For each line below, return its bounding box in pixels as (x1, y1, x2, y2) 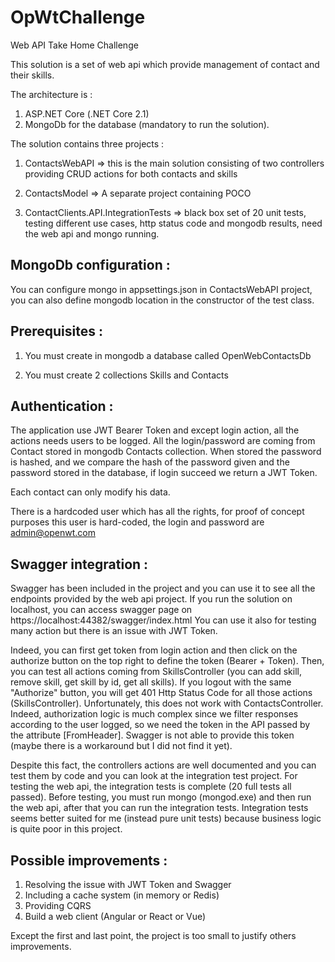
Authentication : (10, 397, 114, 415)
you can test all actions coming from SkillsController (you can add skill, (10, 666, 303, 678)
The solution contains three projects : (10, 137, 165, 150)
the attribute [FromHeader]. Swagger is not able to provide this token (10, 729, 295, 741)
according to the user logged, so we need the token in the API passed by (10, 719, 311, 731)
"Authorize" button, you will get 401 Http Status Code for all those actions (10, 687, 313, 699)
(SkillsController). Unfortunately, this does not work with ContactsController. (10, 697, 324, 710)
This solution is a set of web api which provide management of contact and (10, 58, 320, 70)
